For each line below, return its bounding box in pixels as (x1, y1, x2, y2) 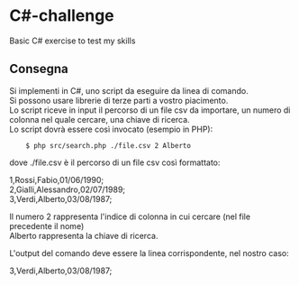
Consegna (9, 61, 69, 77)
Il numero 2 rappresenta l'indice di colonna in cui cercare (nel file (9, 211, 250, 222)
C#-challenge (9, 5, 114, 26)
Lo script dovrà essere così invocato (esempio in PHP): (9, 124, 213, 134)
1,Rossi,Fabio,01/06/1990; (9, 174, 104, 185)
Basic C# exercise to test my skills (9, 35, 136, 46)
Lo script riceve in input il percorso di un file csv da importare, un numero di (9, 105, 291, 115)
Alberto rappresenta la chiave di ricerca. (9, 230, 159, 241)
